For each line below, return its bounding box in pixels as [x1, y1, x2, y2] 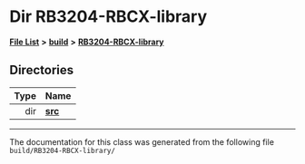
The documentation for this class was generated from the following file [9, 136, 275, 147]
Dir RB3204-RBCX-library [9, 6, 208, 27]
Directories [9, 63, 74, 78]
